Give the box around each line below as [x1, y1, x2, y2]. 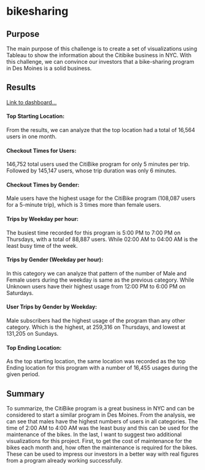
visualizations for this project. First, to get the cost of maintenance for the [6, 437, 192, 445]
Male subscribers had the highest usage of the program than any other [6, 317, 185, 325]
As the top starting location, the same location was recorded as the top [6, 358, 186, 365]
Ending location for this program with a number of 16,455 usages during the [6, 364, 198, 372]
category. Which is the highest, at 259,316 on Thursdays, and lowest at [6, 323, 186, 331]
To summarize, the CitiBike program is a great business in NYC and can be [6, 405, 195, 412]
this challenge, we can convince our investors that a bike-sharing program [6, 58, 195, 65]
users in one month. [6, 133, 57, 141]
